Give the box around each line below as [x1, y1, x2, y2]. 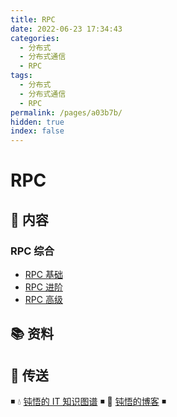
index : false [10, 126, 65, 136]
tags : [10, 71, 33, 81]
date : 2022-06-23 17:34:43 [10, 24, 123, 34]
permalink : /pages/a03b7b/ [10, 107, 123, 118]
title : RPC [10, 14, 56, 25]
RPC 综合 [10, 244, 55, 258]
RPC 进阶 [24, 281, 63, 293]
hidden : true [10, 117, 65, 127]
